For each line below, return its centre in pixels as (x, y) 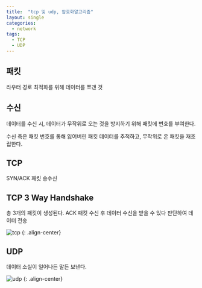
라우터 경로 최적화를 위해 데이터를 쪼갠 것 (55, 87)
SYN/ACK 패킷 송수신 (32, 178)
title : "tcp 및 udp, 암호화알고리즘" (50, 12)
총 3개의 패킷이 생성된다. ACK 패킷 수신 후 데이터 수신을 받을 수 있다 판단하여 (97, 213)
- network (24, 29)
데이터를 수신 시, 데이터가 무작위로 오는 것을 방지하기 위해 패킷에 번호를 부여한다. (101, 124)
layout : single (25, 17)
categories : (21, 23)
